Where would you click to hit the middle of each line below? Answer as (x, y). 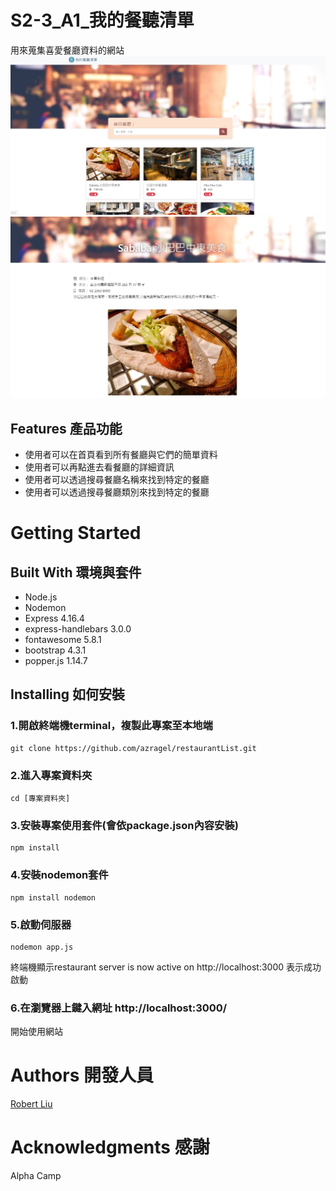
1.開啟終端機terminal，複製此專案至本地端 (111, 726)
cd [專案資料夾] (40, 799)
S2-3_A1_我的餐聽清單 (102, 20)
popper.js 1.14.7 (56, 661)
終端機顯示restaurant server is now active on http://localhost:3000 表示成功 (166, 967)
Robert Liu (31, 1104)
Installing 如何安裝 (68, 694)
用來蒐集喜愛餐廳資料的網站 (67, 50)
